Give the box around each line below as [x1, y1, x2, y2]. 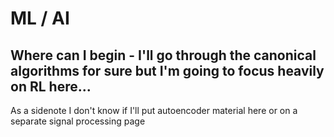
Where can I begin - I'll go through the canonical [10, 47, 317, 64]
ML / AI [10, 7, 70, 30]
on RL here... [10, 78, 92, 95]
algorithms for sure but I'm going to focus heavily [10, 62, 325, 79]
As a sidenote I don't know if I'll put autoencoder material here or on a [10, 105, 298, 116]
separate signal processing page [10, 115, 146, 127]
